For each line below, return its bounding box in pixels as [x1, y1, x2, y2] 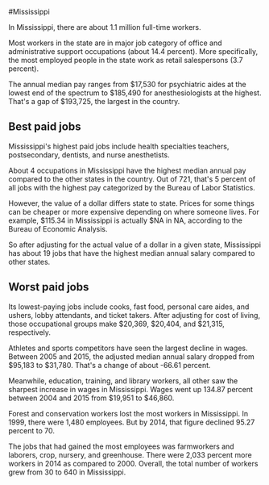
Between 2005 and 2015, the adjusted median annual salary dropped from [8, 351, 255, 362]
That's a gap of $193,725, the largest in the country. [8, 97, 180, 106]
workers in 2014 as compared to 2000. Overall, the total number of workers [8, 458, 259, 468]
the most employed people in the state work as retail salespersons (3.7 [8, 56, 243, 65]
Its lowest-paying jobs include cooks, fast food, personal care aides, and [8, 302, 250, 311]
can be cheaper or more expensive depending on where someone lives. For [8, 207, 260, 216]
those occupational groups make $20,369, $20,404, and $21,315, [8, 319, 226, 328]
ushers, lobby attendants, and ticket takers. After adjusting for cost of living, [8, 310, 260, 320]
